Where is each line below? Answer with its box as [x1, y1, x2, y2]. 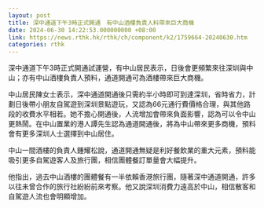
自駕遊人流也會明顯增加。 [8, 192, 91, 201]
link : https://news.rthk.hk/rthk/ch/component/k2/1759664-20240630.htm [8, 33, 247, 42]
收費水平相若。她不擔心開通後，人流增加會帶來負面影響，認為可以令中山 [21, 109, 256, 119]
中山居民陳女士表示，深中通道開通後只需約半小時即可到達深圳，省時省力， [8, 89, 249, 99]
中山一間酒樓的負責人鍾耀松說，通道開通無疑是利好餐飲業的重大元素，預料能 [8, 146, 256, 155]
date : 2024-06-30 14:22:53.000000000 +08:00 [8, 26, 156, 34]
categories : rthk [8, 41, 65, 49]
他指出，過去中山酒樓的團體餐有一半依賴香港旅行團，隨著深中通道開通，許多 [8, 172, 256, 181]
